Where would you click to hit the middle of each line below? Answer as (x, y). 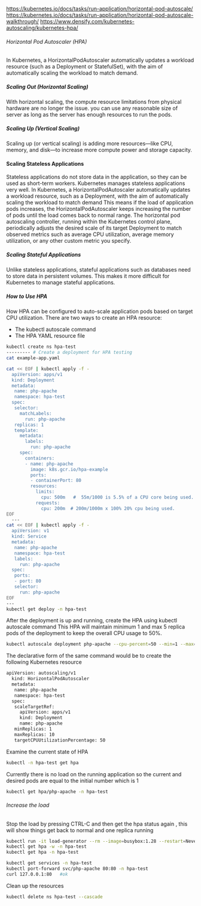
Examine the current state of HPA (47, 752)
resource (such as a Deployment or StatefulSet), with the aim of (85, 67)
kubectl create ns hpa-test (41, 347)
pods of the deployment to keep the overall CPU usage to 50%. (84, 633)
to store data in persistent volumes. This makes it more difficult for (88, 276)
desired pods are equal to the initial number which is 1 (72, 780)
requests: (48, 503)
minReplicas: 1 (33, 729)
